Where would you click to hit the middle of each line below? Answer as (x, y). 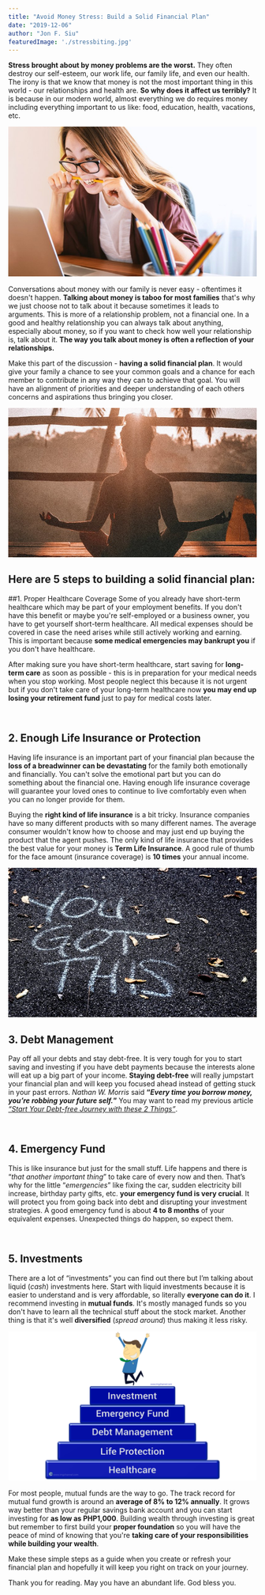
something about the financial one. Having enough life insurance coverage (129, 782)
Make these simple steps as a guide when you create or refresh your (119, 1559)
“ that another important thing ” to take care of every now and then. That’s (127, 1176)
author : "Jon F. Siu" (44, 33)
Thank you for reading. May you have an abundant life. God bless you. (122, 1582)
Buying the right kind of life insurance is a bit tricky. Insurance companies (129, 814)
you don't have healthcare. (52, 649)
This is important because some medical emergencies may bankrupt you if (132, 640)
